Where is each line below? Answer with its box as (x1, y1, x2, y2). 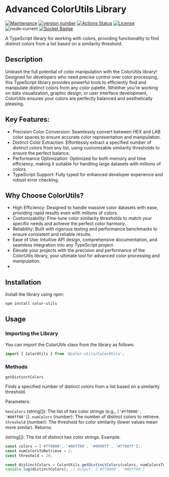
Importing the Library (5, 330, 59, 337)
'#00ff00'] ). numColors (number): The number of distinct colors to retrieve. (5, 414, 160, 420)
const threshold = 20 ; (5, 453, 53, 458)
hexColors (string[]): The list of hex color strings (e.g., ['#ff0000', (5, 408, 142, 414)
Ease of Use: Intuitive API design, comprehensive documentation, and (12, 236, 157, 243)
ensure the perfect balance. (12, 150, 70, 156)
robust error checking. (12, 177, 59, 183)
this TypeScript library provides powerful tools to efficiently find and (5, 79, 147, 85)
